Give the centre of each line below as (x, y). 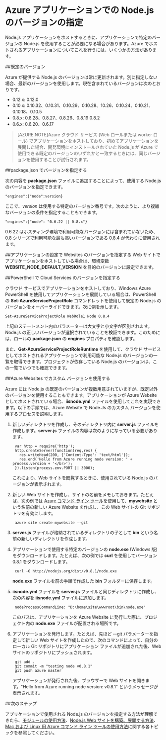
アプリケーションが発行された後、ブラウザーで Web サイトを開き (79, 680)
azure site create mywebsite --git (51, 523)
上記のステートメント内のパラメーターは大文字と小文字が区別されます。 (79, 326)
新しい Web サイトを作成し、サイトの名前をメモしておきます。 (77, 494)
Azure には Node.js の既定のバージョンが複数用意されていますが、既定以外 (82, 389)
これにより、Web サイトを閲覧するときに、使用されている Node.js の (83, 477)
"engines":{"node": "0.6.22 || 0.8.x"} (46, 222)
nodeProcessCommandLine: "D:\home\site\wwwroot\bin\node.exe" (80, 607)
